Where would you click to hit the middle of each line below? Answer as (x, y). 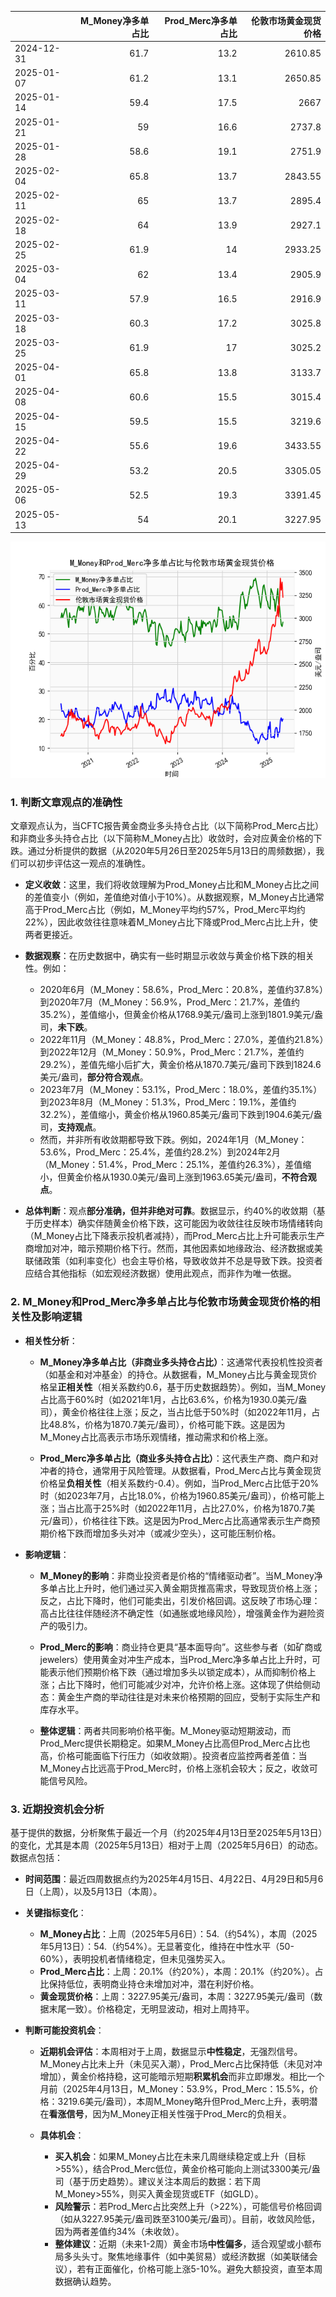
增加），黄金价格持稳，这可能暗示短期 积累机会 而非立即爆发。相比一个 (182, 2076)
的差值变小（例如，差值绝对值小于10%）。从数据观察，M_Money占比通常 (174, 897)
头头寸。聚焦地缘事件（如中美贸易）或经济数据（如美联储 (191, 2256)
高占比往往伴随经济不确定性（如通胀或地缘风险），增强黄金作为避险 (178, 1613)
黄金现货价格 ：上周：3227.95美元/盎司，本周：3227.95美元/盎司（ (177, 1996)
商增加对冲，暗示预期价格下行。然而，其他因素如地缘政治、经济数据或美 (173, 1248)
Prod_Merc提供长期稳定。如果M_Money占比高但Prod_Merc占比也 (175, 1743)
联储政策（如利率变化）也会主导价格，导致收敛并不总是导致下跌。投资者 (173, 1261)
